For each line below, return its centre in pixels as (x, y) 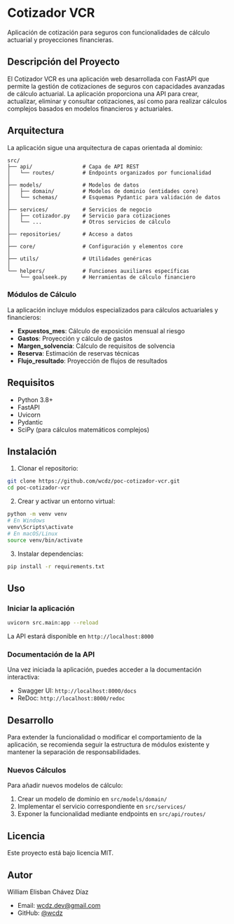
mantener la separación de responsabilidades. (74, 752)
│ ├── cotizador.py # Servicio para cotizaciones (89, 215)
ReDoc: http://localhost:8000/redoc (71, 698)
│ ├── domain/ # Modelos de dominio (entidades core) (103, 191)
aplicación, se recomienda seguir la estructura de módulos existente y (109, 744)
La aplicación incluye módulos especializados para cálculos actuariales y (113, 309)
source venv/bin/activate (45, 540)
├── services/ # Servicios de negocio (80, 209)
